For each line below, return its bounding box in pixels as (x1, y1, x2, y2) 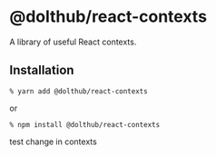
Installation (9, 63, 74, 78)
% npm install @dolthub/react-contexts (9, 120, 161, 129)
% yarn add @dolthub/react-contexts (9, 86, 148, 96)
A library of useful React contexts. (9, 36, 137, 47)
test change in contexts (9, 136, 97, 147)
